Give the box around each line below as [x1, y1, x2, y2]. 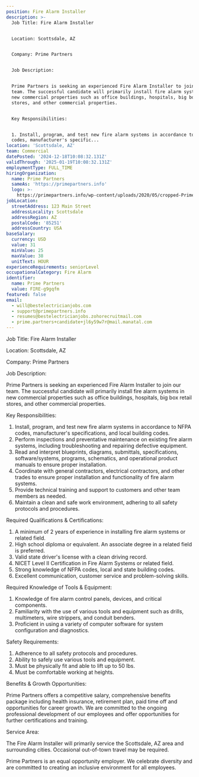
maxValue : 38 [11, 253, 44, 259]
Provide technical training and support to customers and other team [14, 486, 181, 493]
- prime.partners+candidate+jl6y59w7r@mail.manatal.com [11, 319, 152, 325]
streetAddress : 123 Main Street [11, 203, 92, 209]
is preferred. [14, 547, 46, 554]
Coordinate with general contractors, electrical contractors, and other [14, 467, 185, 475]
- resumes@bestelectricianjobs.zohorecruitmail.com [11, 314, 142, 320]
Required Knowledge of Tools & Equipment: [6, 584, 113, 591]
